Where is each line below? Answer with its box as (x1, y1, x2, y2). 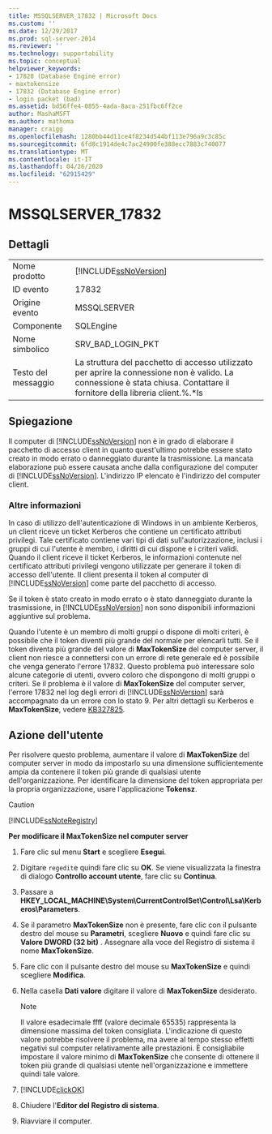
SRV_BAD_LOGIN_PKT (74, 338, 159, 350)
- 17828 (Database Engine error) (8, 72, 121, 80)
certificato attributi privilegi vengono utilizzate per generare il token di (8, 561, 241, 571)
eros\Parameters (19, 904, 79, 913)
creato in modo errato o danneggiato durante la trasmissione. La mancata (8, 453, 253, 463)
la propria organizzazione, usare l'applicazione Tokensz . (8, 784, 198, 793)
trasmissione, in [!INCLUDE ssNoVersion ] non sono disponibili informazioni (8, 603, 256, 612)
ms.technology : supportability (8, 49, 114, 58)
